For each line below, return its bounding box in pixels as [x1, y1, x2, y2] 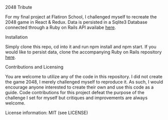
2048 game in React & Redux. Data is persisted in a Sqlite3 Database [5, 19, 148, 25]
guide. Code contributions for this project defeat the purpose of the [5, 90, 144, 95]
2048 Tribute [5, 4, 33, 10]
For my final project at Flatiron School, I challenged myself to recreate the [5, 14, 157, 19]
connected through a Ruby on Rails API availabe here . [5, 24, 116, 30]
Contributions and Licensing [5, 64, 64, 70]
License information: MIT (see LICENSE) [5, 110, 88, 116]
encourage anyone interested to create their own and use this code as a [5, 84, 154, 90]
